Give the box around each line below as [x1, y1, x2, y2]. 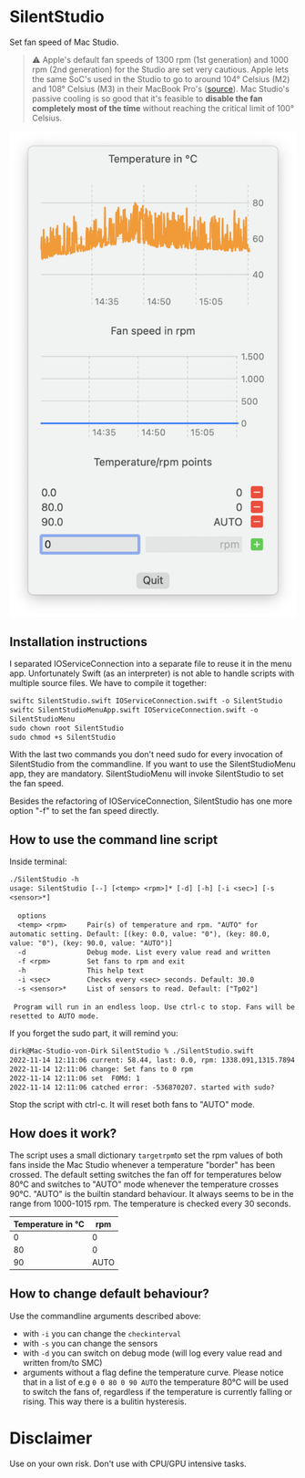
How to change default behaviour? [9, 1286, 209, 1302]
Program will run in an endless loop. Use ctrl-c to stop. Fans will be [13, 1003, 296, 1012]
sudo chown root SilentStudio [9, 723, 125, 734]
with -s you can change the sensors [22, 1337, 158, 1348]
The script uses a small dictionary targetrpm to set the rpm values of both [9, 1150, 284, 1161]
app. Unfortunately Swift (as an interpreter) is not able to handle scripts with [9, 668, 295, 679]
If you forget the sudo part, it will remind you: [9, 1028, 179, 1039]
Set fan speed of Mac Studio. [9, 36, 119, 47]
